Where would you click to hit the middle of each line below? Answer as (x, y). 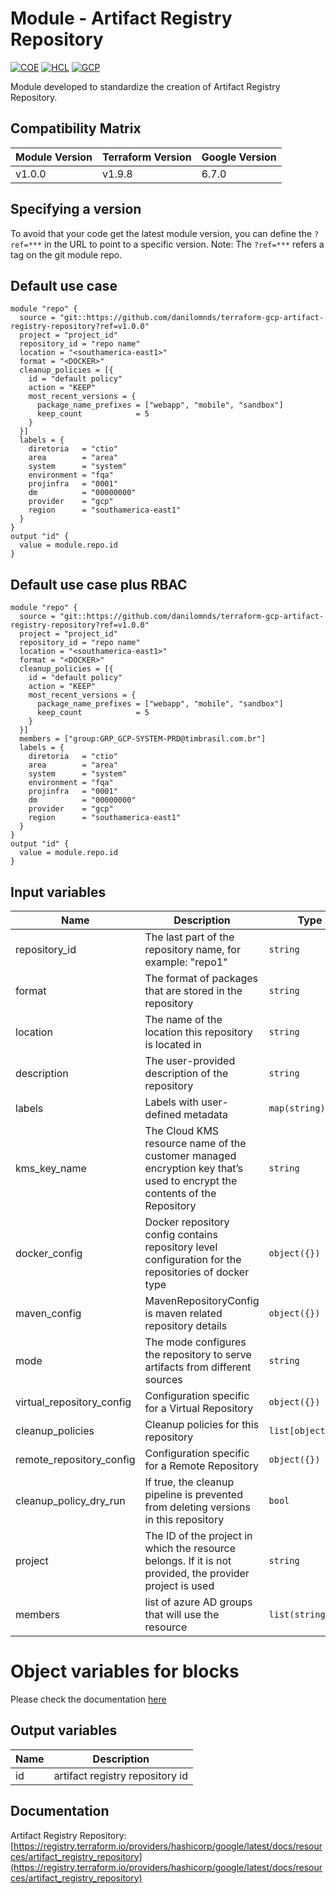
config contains (181, 1234)
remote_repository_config (75, 1459)
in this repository (184, 1519)
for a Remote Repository (201, 1465)
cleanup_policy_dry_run (70, 1500)
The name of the (183, 1019)
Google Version (239, 157)
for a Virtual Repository (199, 1408)
